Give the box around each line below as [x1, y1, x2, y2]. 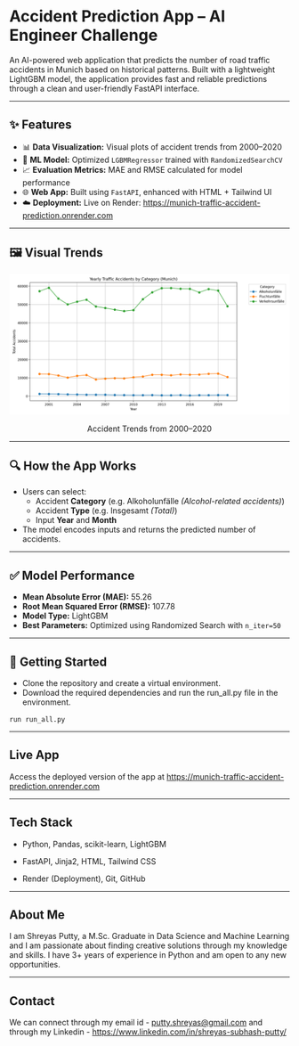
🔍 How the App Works [9, 458, 137, 473]
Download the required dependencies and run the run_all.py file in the [21, 688, 279, 698]
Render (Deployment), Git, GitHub [21, 873, 146, 884]
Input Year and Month [35, 515, 117, 526]
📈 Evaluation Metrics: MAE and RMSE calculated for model [21, 164, 243, 175]
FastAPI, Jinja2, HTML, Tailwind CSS [21, 855, 157, 866]
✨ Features [9, 118, 72, 133]
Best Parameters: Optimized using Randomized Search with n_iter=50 [21, 620, 282, 631]
